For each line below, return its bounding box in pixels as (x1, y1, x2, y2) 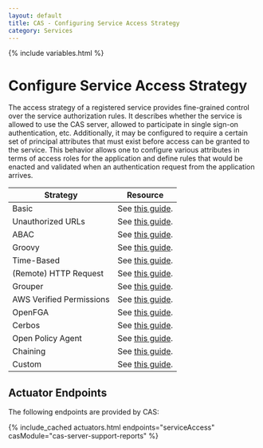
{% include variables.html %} (8, 49, 104, 58)
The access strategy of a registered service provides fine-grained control (8, 103, 249, 113)
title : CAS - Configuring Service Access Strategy (8, 19, 180, 27)
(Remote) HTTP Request (12, 268, 104, 280)
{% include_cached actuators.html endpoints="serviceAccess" (8, 422, 215, 432)
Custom (12, 359, 42, 370)
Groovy (12, 242, 40, 253)
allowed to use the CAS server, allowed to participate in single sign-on (8, 120, 239, 129)
